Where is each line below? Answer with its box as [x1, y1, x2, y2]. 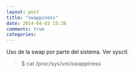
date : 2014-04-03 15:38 [6, 20, 67, 26]
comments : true [6, 26, 45, 32]
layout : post [6, 9, 40, 15]
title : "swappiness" [6, 15, 59, 21]
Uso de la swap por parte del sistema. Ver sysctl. [6, 48, 129, 55]
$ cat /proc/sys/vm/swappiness [21, 60, 102, 68]
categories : [6, 32, 36, 38]
